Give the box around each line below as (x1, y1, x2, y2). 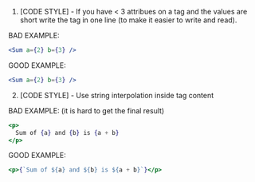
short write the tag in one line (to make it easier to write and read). (19, 15, 237, 25)
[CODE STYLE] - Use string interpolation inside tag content (19, 90, 214, 100)
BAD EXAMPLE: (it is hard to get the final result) (8, 105, 165, 115)
